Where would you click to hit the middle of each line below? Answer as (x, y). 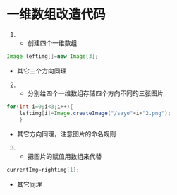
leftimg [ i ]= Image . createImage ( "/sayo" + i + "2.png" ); (95, 113)
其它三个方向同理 (42, 71)
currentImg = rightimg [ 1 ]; (43, 170)
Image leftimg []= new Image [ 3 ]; (53, 56)
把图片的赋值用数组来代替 (65, 157)
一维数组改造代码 (56, 14)
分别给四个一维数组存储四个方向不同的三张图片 (95, 93)
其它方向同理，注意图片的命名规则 (66, 134)
